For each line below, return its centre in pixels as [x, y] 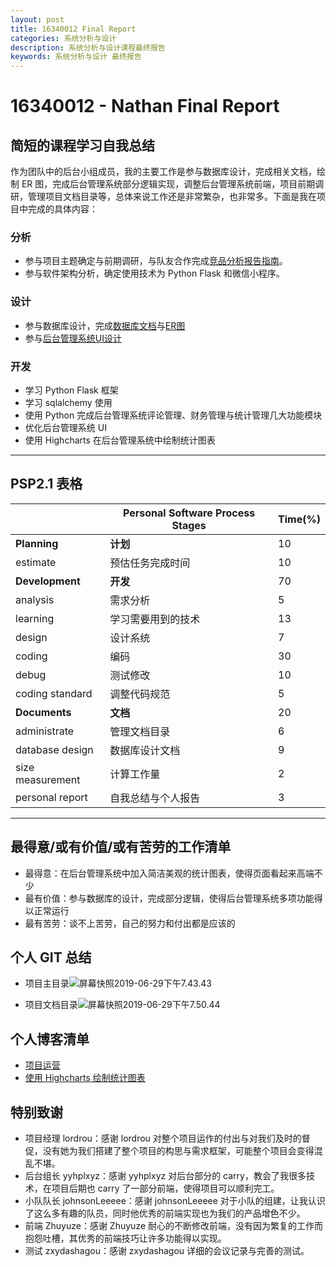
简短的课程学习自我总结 [82, 145]
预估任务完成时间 [150, 563]
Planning [37, 543]
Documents [43, 712]
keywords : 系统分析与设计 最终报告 [76, 57]
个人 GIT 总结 [51, 957]
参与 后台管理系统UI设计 [73, 338]
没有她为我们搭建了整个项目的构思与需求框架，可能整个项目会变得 [178, 1151]
